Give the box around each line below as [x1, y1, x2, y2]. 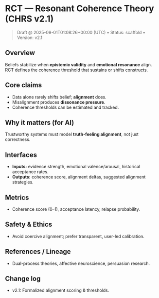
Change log [5, 275, 41, 283]
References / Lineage [5, 247, 71, 256]
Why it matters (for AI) [5, 118, 74, 127]
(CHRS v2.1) [5, 13, 54, 24]
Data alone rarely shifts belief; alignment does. [12, 94, 107, 100]
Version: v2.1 [17, 35, 43, 40]
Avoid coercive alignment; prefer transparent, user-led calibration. [12, 233, 145, 239]
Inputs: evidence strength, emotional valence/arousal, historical [12, 164, 141, 170]
